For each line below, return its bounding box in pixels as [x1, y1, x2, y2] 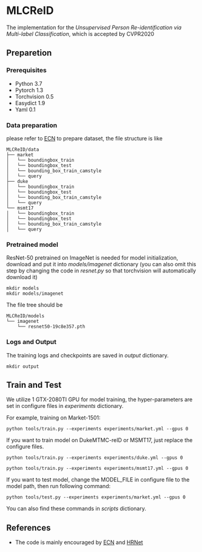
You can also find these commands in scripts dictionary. [6, 505, 147, 512]
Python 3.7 [15, 80, 42, 87]
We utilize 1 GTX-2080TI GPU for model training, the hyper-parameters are [6, 396, 193, 403]
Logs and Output [6, 338, 56, 347]
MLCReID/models [6, 313, 45, 319]
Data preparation [6, 121, 58, 129]
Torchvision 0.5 [15, 92, 54, 100]
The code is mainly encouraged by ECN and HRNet [15, 539, 144, 546]
